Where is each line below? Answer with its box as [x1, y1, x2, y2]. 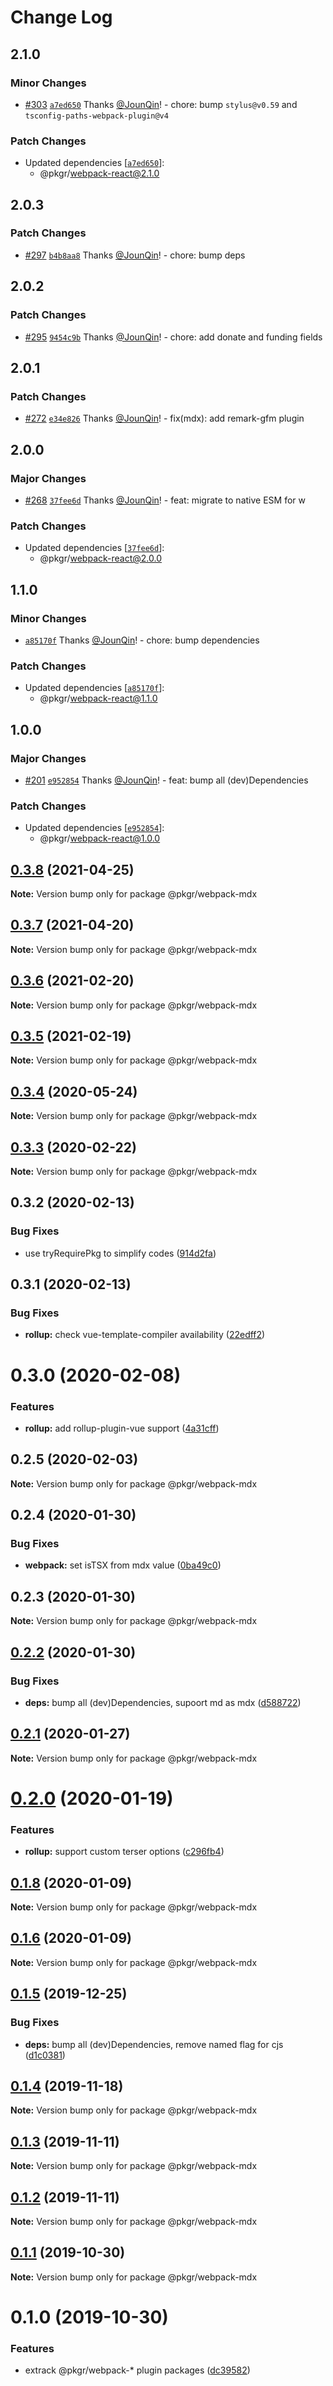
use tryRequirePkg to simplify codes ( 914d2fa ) [24, 1247, 217, 1259]
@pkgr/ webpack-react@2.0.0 [39, 552, 162, 565]
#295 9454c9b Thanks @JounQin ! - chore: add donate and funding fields [24, 331, 323, 343]
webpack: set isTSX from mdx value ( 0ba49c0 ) [24, 1559, 222, 1571]
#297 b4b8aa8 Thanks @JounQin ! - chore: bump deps [24, 249, 246, 261]
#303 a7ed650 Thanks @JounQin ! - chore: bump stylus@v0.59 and [24, 98, 298, 110]
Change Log [10, 6, 113, 29]
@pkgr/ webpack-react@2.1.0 [39, 167, 160, 180]
